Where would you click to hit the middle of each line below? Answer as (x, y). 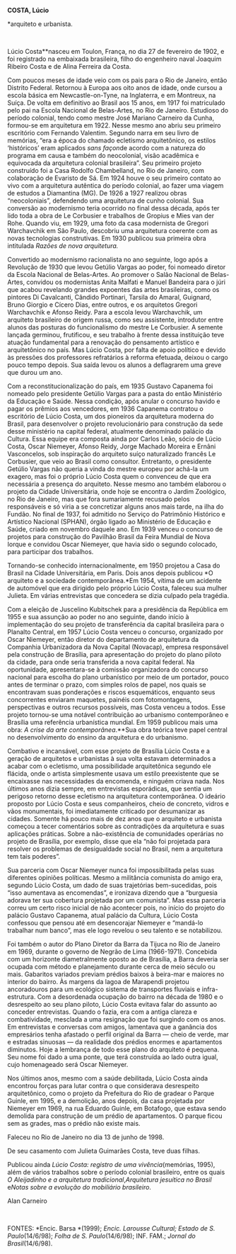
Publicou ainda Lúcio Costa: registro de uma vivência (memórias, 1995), (111, 1164)
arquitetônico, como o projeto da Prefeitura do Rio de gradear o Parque (111, 1093)
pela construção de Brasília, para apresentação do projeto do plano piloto (114, 654)
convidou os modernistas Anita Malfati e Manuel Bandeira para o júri (126, 282)
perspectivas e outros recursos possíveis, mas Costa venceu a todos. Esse (117, 707)
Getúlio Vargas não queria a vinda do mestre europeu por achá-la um (108, 469)
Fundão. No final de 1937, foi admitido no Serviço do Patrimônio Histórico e (117, 514)
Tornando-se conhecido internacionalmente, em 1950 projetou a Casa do (114, 565)
